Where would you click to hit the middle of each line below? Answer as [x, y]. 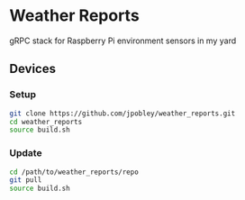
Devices [33, 69]
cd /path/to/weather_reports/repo [74, 172]
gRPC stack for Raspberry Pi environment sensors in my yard [123, 41]
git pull [26, 180]
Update [26, 153]
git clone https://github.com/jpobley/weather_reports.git [122, 114]
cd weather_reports [46, 122]
